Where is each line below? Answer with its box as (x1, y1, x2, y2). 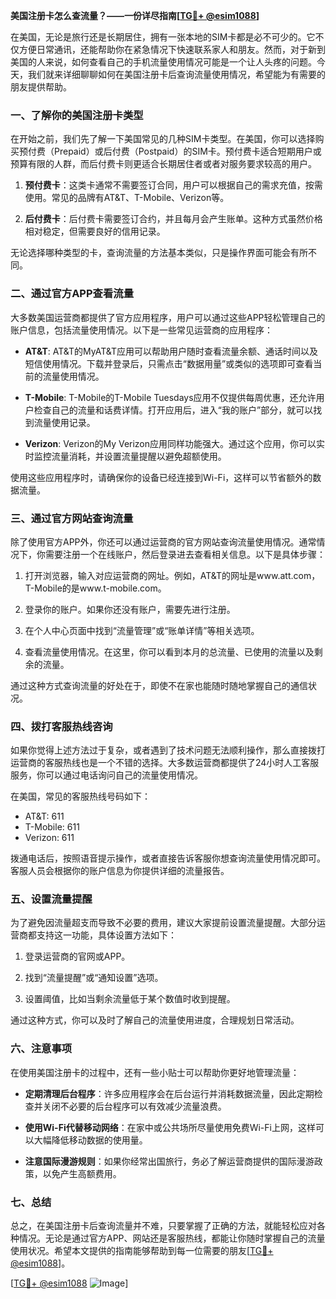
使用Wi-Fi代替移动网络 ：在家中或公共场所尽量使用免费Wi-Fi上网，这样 (24, 1121, 316, 1133)
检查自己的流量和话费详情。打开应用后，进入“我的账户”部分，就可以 (33, 404, 314, 416)
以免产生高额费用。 (42, 1167, 122, 1179)
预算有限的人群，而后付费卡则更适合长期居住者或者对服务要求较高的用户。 (10, 158, 317, 170)
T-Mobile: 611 (24, 821, 80, 833)
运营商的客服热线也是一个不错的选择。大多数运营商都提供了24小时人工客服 (10, 757, 320, 769)
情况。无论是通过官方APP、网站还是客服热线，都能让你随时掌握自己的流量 (18, 1232, 326, 1244)
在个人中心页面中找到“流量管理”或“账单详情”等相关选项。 (24, 624, 260, 636)
